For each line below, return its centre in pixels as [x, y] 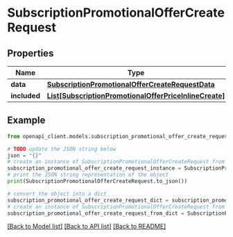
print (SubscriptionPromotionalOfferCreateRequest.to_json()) [97, 181]
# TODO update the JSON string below [62, 149]
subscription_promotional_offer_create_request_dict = [88, 200]
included [25, 96]
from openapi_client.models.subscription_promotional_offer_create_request [119, 136]
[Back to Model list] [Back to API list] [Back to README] [87, 227]
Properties [31, 53]
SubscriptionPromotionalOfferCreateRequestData [131, 84]
